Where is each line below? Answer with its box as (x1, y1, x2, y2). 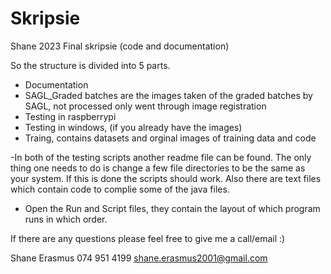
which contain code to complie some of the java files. (10, 183, 230, 195)
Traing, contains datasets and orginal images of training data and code (24, 132, 317, 144)
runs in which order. (24, 213, 108, 225)
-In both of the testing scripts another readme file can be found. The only (10, 151, 312, 163)
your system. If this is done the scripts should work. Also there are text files (10, 172, 322, 184)
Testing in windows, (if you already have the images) (24, 121, 243, 133)
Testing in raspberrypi (24, 110, 117, 122)
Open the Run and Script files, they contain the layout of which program (24, 202, 321, 214)
